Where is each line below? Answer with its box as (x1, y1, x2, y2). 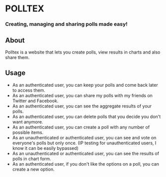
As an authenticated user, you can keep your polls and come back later (12, 82, 158, 88)
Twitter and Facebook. (12, 98, 59, 104)
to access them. (12, 87, 46, 93)
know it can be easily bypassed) (12, 145, 79, 151)
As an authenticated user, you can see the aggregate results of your (12, 103, 152, 109)
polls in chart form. (12, 156, 51, 162)
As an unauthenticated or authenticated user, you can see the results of (12, 150, 160, 156)
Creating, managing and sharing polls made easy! (5, 21, 128, 28)
